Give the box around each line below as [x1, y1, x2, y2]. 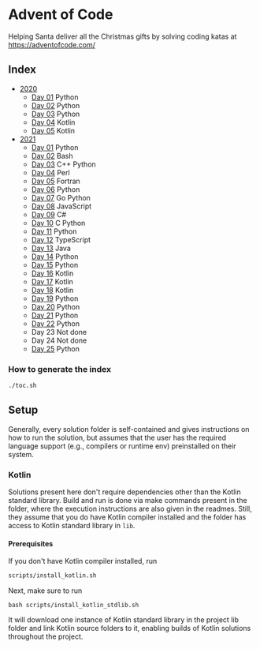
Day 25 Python [31, 343, 80, 353]
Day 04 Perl [31, 167, 70, 177]
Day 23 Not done [31, 327, 87, 336]
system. [8, 449, 34, 459]
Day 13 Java [31, 243, 71, 253]
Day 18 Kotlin [31, 285, 74, 294]
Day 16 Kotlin [31, 268, 74, 278]
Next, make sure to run [8, 586, 83, 595]
